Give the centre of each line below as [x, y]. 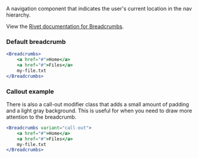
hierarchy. [18, 15]
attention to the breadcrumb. [41, 117]
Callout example [30, 91]
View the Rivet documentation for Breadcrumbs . [65, 26]
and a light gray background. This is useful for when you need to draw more [99, 110]
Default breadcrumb [36, 42]
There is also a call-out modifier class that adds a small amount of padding [98, 104]
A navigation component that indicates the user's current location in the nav [99, 9]
